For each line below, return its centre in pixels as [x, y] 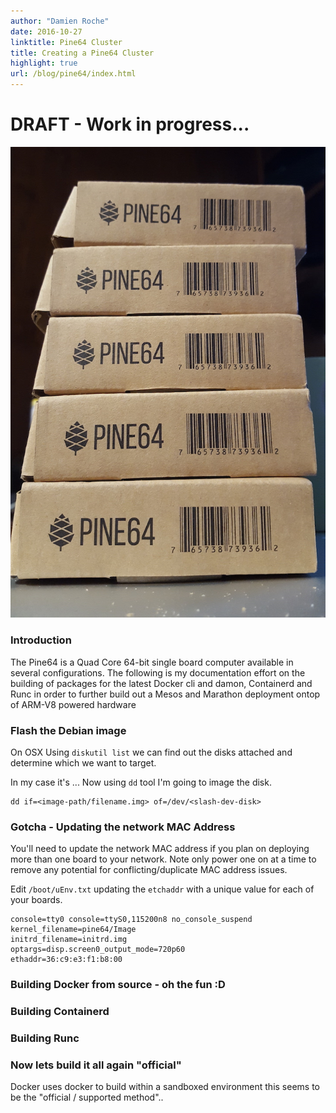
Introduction [41, 640]
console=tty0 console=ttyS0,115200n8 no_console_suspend [131, 920]
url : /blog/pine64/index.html [73, 74]
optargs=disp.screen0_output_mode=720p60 [98, 950]
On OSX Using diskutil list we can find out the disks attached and [151, 752]
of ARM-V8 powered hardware [73, 704]
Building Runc [45, 1038]
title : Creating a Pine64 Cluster [82, 53]
